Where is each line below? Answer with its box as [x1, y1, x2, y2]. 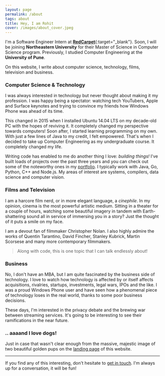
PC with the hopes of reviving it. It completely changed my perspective [5, 123, 149, 129]
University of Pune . [5, 54, 46, 60]
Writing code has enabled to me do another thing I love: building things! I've [5, 153, 158, 160]
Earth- [142, 208, 156, 214]
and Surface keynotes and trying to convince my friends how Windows [5, 103, 149, 109]
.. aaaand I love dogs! [5, 329, 57, 336]
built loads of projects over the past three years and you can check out [5, 159, 149, 164]
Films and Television [5, 187, 55, 193]
